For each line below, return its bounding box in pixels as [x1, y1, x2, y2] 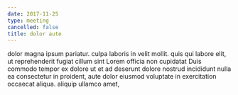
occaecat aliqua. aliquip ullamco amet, [7, 79, 120, 89]
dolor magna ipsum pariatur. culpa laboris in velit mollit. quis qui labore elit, [7, 50, 227, 58]
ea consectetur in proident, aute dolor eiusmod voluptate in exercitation [7, 72, 217, 81]
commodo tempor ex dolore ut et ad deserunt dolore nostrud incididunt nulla [7, 65, 232, 73]
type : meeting [7, 17, 50, 24]
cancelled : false [7, 23, 59, 30]
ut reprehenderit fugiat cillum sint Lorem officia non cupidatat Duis [7, 57, 202, 66]
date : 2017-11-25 [7, 10, 59, 18]
